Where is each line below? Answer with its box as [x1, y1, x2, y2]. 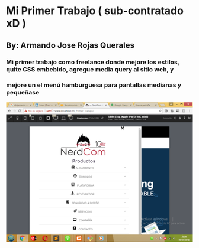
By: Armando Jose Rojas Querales [6, 40, 135, 50]
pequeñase [6, 89, 40, 97]
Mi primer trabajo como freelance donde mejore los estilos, [6, 58, 179, 66]
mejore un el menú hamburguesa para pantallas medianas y [6, 81, 182, 89]
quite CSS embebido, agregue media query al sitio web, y [6, 65, 174, 73]
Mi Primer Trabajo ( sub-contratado [6, 4, 184, 18]
